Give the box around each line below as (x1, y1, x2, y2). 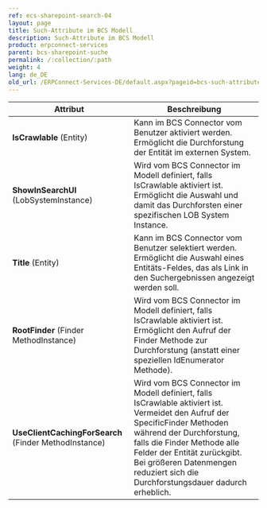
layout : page (8, 19, 52, 27)
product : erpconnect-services (8, 41, 109, 49)
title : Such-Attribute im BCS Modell (8, 26, 133, 34)
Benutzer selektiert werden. (133, 242, 237, 253)
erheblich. (133, 487, 172, 498)
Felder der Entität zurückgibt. (133, 447, 242, 458)
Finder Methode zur (133, 335, 208, 346)
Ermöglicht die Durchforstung (133, 137, 245, 148)
